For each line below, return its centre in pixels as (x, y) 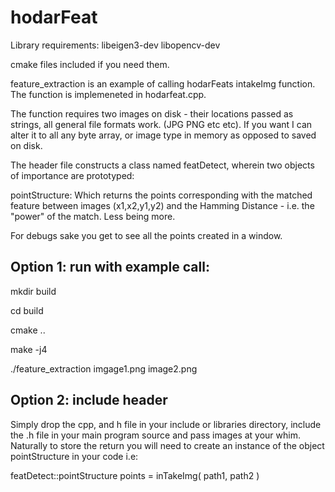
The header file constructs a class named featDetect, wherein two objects (162, 165)
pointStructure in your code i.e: (74, 456)
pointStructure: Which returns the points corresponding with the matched (161, 195)
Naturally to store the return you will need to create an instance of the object (167, 445)
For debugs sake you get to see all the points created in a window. (146, 235)
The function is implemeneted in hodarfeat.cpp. (108, 94)
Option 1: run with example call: (110, 267)
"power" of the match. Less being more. (93, 216)
